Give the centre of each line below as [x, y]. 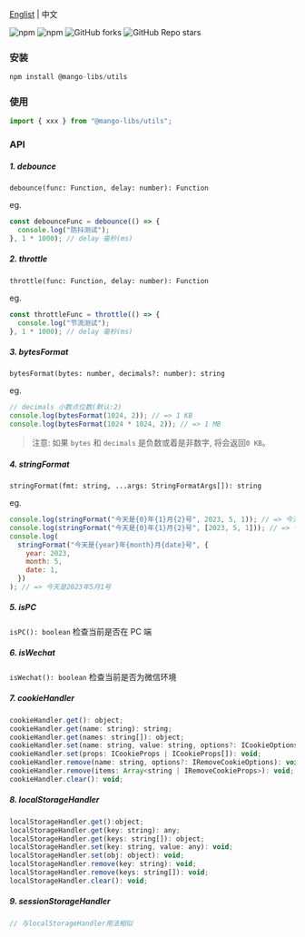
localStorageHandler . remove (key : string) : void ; [103, 864]
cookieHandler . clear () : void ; [67, 779]
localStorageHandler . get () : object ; [77, 822]
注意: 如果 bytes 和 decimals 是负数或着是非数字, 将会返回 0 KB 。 [151, 443]
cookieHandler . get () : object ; [67, 720]
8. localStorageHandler [54, 800]
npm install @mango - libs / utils [69, 77]
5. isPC [23, 607]
